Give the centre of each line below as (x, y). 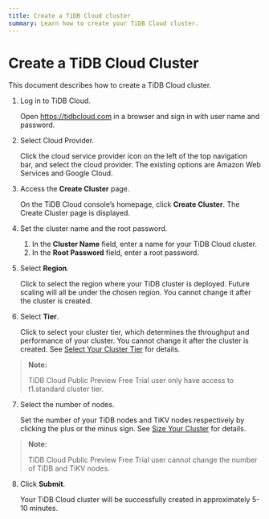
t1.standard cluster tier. (66, 389)
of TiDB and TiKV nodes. (69, 468)
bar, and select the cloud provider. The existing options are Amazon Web (140, 165)
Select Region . (45, 268)
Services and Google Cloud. (67, 173)
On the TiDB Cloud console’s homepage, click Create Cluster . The (130, 204)
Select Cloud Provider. (57, 141)
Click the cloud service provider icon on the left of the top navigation (133, 156)
